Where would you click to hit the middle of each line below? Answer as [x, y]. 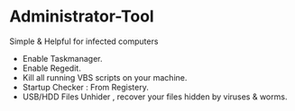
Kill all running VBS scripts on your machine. [105, 77]
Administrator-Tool [82, 17]
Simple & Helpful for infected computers [84, 41]
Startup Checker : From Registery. [85, 87]
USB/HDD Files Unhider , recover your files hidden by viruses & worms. [155, 97]
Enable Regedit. [51, 68]
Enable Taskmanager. [62, 58]
